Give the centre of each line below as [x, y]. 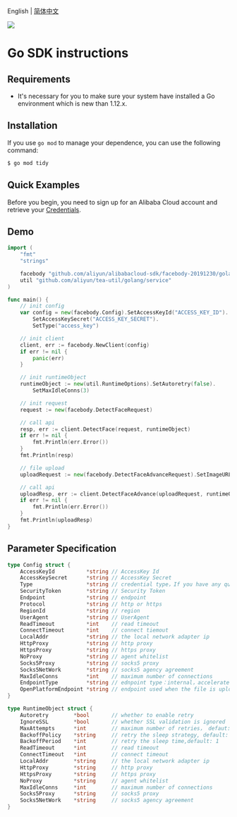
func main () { [28, 300]
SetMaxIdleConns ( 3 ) [61, 391]
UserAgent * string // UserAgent [85, 617]
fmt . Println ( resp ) [47, 455]
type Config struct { [39, 565]
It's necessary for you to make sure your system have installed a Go [116, 96]
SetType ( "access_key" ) [66, 326]
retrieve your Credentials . [44, 209]
